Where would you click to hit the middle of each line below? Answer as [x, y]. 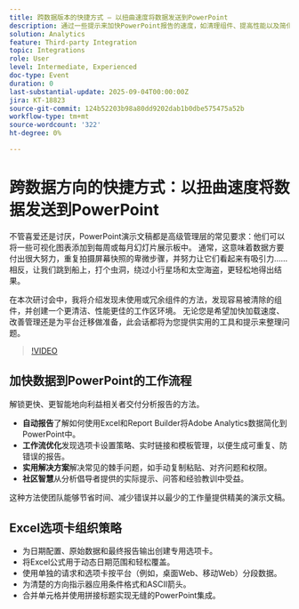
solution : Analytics [48, 34]
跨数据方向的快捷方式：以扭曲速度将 [142, 188]
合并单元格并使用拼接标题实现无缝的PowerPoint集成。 [121, 596]
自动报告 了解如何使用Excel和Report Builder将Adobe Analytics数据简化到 [154, 422]
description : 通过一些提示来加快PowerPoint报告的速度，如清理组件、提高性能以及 [145, 26]
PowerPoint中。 [51, 434]
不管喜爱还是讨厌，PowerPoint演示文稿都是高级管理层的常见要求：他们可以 [147, 236]
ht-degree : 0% [36, 133]
